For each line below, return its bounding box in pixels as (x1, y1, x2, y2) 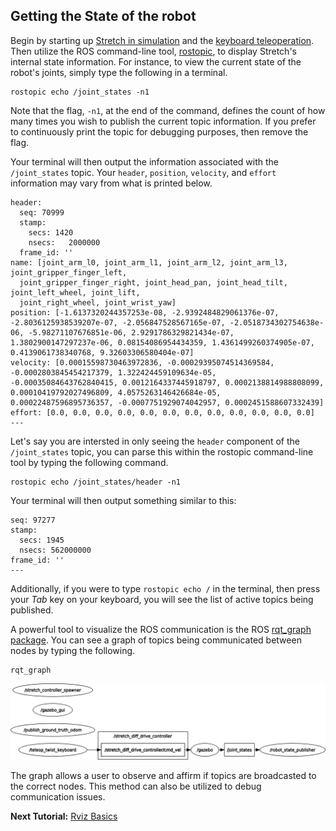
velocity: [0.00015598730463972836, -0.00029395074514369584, (10, 357, 275, 368)
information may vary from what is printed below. (10, 177, 213, 189)
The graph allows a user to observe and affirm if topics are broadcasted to (10, 769, 317, 781)
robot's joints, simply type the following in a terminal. (10, 66, 228, 78)
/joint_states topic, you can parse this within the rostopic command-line (10, 445, 314, 458)
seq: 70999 (19, 207, 65, 218)
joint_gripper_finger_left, (10, 267, 128, 278)
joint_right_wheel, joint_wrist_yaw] (19, 297, 177, 308)
